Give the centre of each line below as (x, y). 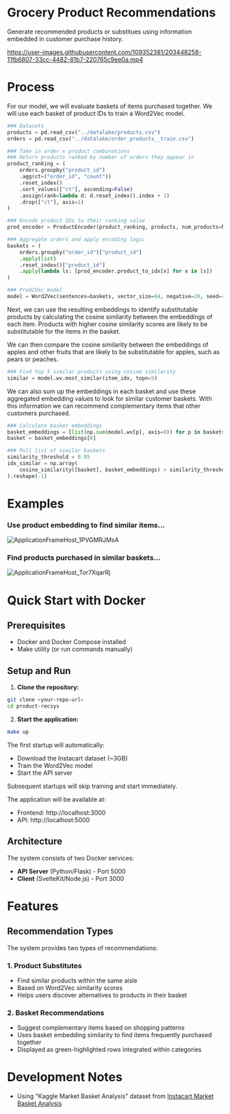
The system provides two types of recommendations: (82, 948)
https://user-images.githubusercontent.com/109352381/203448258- (104, 52)
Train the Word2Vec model (55, 765)
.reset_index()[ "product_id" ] (63, 265)
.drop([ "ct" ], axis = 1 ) (52, 202)
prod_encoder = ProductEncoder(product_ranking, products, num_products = (115, 227)
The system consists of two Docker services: (71, 858)
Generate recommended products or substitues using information (100, 32)
